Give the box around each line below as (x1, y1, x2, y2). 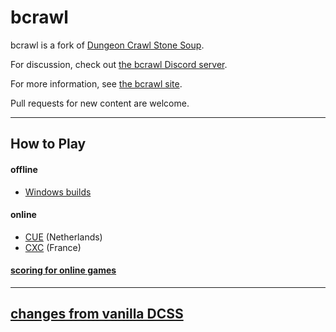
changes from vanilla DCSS (10, 306, 184, 323)
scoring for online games (10, 264, 117, 276)
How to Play (10, 136, 87, 153)
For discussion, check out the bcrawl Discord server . (10, 58, 228, 70)
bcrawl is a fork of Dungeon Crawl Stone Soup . (10, 39, 205, 51)
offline (10, 163, 38, 175)
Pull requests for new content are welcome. (10, 97, 190, 109)
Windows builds (24, 186, 92, 198)
